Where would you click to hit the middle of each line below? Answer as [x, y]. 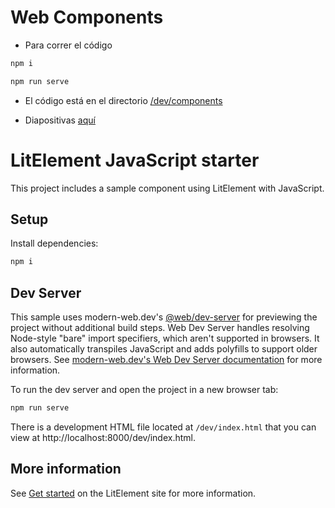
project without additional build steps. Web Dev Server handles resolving [160, 328]
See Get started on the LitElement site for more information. [133, 493]
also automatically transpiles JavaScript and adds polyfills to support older [164, 349]
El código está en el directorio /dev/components [123, 100]
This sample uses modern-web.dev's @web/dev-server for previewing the [164, 317]
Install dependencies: [54, 243]
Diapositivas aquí [60, 120]
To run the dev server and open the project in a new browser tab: [144, 390]
